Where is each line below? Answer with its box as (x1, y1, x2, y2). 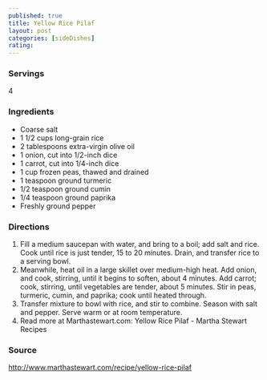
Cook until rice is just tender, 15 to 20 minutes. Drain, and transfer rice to (19, 248, 260, 257)
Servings (8, 68, 45, 79)
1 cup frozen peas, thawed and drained (19, 167, 149, 176)
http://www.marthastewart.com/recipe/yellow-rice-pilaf (8, 362, 192, 373)
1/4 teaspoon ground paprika (19, 192, 116, 202)
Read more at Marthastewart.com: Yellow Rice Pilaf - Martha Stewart (19, 316, 247, 325)
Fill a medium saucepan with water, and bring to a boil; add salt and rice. (19, 240, 260, 249)
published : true (8, 11, 63, 20)
